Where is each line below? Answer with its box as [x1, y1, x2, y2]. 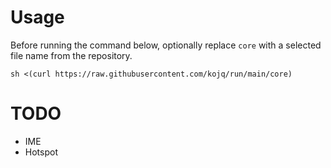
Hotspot [24, 146, 58, 158]
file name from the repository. [10, 49, 133, 61]
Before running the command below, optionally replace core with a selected [10, 39, 322, 51]
